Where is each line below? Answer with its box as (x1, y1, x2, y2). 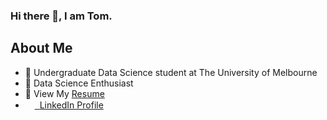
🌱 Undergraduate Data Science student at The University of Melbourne (24, 66, 318, 78)
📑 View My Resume (24, 87, 105, 99)
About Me (10, 40, 73, 57)
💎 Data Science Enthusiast (24, 77, 134, 89)
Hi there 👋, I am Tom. (10, 9, 113, 23)
